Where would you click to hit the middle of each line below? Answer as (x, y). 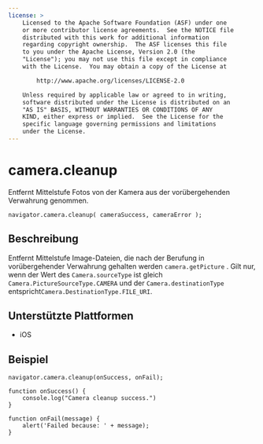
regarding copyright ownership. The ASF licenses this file (124, 45)
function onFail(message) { (54, 419)
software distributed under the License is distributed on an (126, 102)
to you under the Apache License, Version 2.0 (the (109, 52)
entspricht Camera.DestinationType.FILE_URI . (80, 291)
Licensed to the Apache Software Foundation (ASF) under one (124, 23)
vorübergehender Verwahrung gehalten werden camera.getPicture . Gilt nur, (132, 266)
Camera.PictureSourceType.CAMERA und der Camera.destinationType (116, 283)
